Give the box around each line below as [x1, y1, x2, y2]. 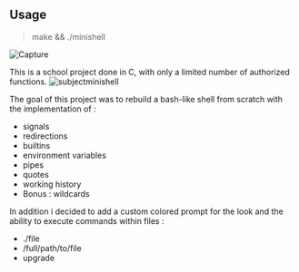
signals [22, 121, 50, 131]
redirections [22, 131, 68, 141]
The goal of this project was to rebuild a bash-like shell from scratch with [9, 93, 284, 104]
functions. [9, 76, 47, 87]
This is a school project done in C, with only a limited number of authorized [9, 66, 291, 77]
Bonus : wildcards [22, 188, 91, 199]
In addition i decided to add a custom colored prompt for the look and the [9, 206, 284, 217]
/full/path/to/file [22, 242, 82, 253]
